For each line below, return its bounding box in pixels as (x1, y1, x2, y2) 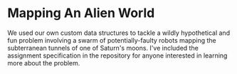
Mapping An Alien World (7, 5, 155, 21)
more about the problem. (7, 58, 80, 67)
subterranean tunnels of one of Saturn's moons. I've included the (7, 43, 199, 52)
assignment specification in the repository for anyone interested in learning (7, 51, 228, 60)
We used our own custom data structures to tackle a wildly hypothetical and (7, 28, 230, 37)
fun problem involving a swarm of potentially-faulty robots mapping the (7, 36, 216, 44)
